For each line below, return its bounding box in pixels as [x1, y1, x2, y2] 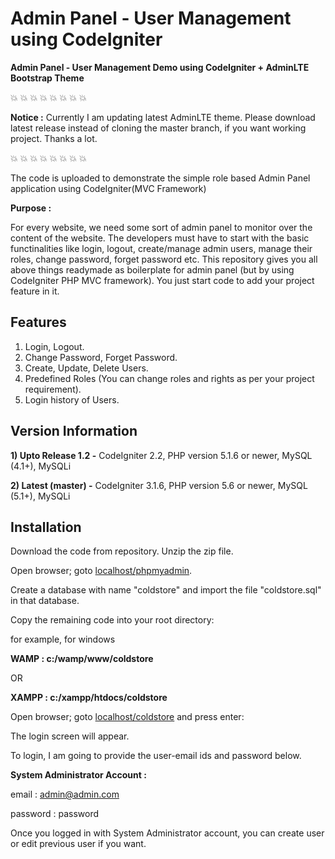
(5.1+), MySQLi [10, 490, 71, 502]
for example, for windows [10, 633, 116, 646]
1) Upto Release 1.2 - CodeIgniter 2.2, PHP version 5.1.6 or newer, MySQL [10, 449, 313, 461]
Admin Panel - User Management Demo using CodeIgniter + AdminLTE [10, 61, 310, 73]
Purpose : [10, 202, 52, 214]
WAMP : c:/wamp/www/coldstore [10, 653, 154, 665]
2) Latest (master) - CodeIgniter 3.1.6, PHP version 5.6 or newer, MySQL [10, 479, 308, 491]
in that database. [10, 595, 80, 607]
